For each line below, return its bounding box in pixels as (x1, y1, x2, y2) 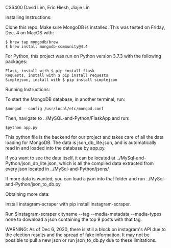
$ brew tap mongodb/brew (5, 39, 58, 45)
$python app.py (5, 125, 38, 130)
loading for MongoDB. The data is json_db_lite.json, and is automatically (5, 139, 157, 146)
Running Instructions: (5, 87, 50, 92)
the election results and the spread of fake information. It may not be (5, 232, 150, 238)
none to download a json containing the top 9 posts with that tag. (5, 216, 142, 222)
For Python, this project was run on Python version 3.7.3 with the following (5, 53, 162, 59)
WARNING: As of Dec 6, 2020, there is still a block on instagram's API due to (5, 226, 166, 232)
